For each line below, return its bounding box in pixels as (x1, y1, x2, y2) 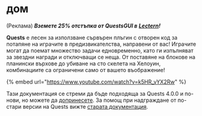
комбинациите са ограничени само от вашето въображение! (6, 66, 165, 73)
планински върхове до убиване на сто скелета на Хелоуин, (6, 60, 161, 67)
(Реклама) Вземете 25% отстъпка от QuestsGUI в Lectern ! (6, 22, 161, 29)
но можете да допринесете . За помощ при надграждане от (21, 96, 176, 104)
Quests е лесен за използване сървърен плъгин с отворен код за (6, 34, 178, 41)
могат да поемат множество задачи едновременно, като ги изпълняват (6, 46, 193, 54)
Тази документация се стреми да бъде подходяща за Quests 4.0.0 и (6, 90, 184, 97)
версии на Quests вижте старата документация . (23, 103, 148, 110)
